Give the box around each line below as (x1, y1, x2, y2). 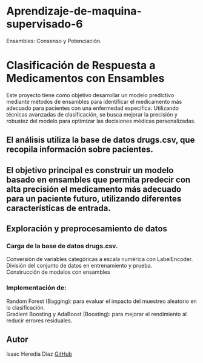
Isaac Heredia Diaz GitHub (6, 350, 73, 358)
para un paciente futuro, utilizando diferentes (6, 193, 182, 204)
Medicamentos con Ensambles (6, 72, 165, 86)
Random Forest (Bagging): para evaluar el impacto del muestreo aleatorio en (6, 297, 197, 305)
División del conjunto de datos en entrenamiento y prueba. (6, 262, 153, 270)
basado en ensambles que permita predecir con (6, 174, 191, 185)
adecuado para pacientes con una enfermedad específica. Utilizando (6, 104, 179, 112)
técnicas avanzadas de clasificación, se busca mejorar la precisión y (6, 110, 178, 118)
